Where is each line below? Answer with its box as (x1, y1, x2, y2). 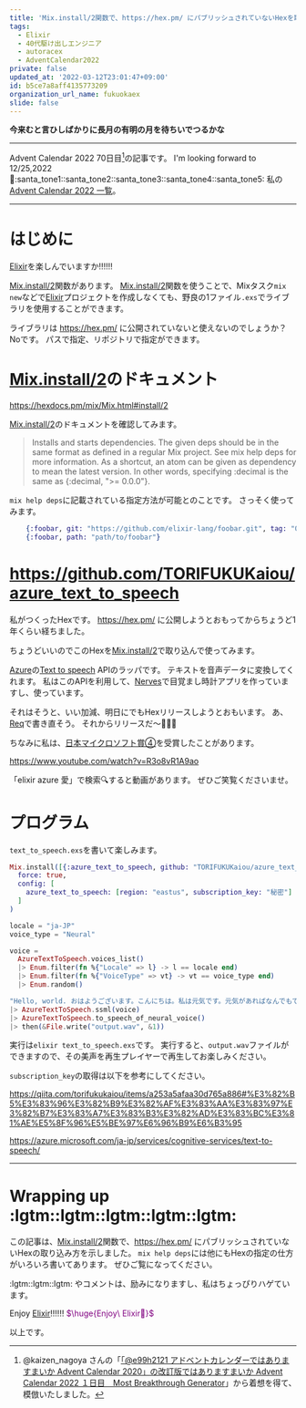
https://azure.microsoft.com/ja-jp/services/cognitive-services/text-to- (9, 1135, 273, 1146)
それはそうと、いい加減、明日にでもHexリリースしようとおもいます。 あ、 (9, 706, 289, 717)
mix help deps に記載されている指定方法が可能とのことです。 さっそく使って (9, 494, 294, 505)
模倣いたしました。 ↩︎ (22, 1389, 105, 1400)
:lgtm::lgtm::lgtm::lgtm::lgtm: (9, 1205, 237, 1226)
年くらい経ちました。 (9, 626, 89, 637)
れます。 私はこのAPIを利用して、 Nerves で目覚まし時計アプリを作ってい (9, 676, 281, 687)
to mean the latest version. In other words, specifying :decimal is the (31, 466, 289, 477)
